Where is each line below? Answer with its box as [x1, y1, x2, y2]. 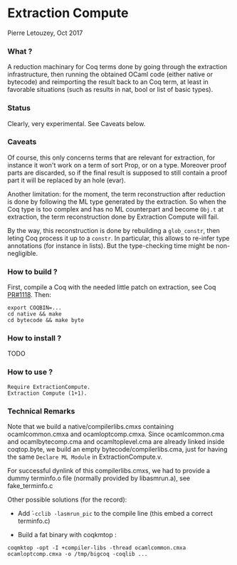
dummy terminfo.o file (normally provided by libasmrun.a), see [7, 474, 191, 482]
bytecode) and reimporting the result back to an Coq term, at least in [7, 78, 209, 86]
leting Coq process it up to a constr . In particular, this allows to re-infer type [7, 234, 230, 242]
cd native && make [7, 311, 62, 318]
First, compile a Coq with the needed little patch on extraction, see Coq [7, 283, 216, 291]
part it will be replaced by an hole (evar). [7, 176, 126, 185]
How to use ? [7, 367, 53, 377]
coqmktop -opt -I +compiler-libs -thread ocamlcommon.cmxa [7, 544, 186, 551]
